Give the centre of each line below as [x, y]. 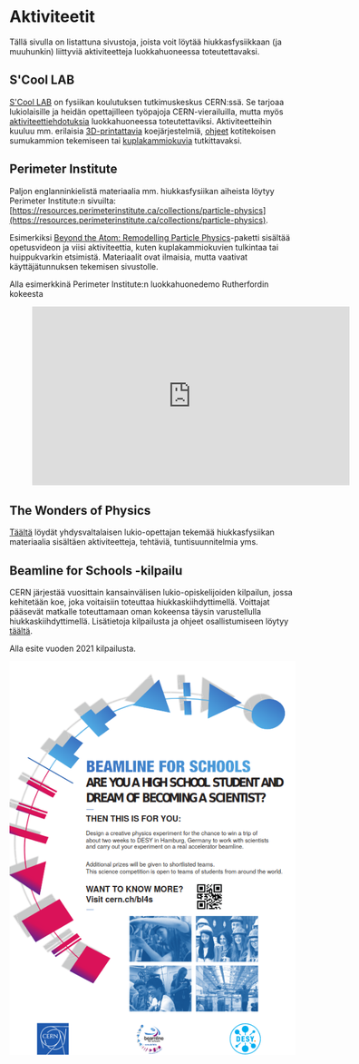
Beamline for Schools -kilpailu [96, 571]
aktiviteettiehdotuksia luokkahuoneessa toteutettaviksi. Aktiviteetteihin [141, 121]
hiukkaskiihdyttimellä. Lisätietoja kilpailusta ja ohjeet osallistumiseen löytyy [149, 621]
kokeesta [26, 293]
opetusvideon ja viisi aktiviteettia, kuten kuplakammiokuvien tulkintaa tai [144, 247]
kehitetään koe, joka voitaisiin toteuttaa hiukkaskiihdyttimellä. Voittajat [140, 602]
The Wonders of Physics [80, 510]
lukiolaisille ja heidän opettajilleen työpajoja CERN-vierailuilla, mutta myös [146, 112]
